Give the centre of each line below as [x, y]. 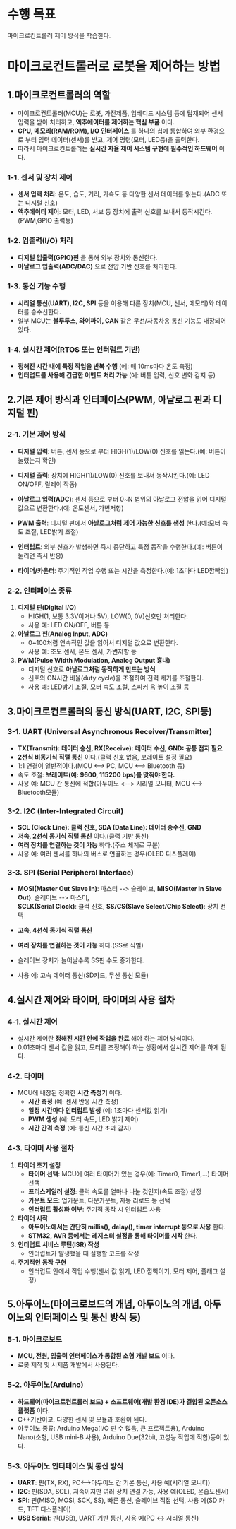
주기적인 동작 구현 [42, 1262]
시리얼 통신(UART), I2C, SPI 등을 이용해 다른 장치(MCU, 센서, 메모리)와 [116, 303]
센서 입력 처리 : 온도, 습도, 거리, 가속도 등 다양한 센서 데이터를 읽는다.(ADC [118, 194]
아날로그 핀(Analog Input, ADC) [62, 634]
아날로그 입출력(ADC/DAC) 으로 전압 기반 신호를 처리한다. [97, 266]
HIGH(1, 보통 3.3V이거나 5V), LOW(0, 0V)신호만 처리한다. [108, 616]
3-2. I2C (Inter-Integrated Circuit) [66, 811]
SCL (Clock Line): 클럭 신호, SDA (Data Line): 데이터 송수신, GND [110, 827]
